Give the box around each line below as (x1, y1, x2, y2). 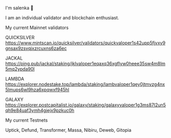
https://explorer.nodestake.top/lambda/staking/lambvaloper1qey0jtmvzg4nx (5, 81, 165, 87)
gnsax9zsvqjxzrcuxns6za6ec (5, 45, 67, 51)
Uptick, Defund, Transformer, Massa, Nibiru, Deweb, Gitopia (5, 127, 132, 133)
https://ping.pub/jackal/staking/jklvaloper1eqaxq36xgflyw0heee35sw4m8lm (5, 61, 166, 66)
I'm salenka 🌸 (5, 5, 34, 11)
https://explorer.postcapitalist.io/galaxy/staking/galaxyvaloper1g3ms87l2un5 (5, 102, 166, 108)
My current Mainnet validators (5, 24, 69, 31)
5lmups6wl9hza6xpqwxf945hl (5, 87, 70, 93)
